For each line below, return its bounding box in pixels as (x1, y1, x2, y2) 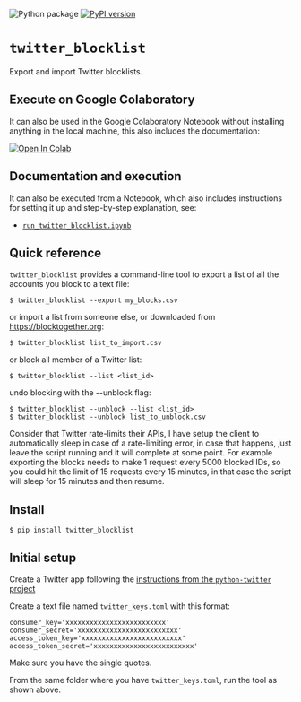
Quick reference (9, 245, 102, 260)
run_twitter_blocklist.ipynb (21, 221, 132, 230)
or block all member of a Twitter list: (9, 354, 142, 365)
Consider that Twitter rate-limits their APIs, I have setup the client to (9, 429, 260, 439)
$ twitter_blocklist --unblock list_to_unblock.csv (9, 412, 206, 421)
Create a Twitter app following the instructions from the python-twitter (9, 574, 271, 585)
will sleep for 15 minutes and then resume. (9, 476, 165, 487)
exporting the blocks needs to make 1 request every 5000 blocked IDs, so (9, 457, 281, 468)
